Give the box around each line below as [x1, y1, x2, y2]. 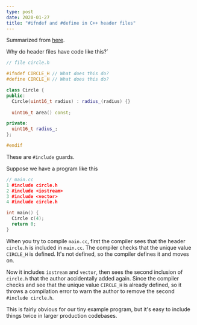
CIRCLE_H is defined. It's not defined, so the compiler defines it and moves [6, 250, 189, 258]
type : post [6, 8, 34, 15]
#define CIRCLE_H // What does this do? [6, 76, 110, 82]
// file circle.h [6, 60, 50, 66]
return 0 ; [11, 221, 36, 227]
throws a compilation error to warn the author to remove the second [6, 287, 175, 295]
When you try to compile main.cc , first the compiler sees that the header [6, 237, 186, 244]
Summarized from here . [6, 37, 65, 44]
